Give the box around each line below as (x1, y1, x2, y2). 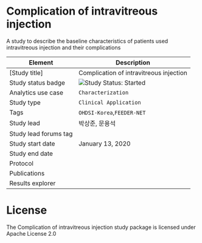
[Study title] (9, 68, 44, 77)
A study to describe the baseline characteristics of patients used (6, 37, 169, 44)
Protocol (9, 159, 33, 167)
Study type (9, 98, 41, 107)
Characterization (78, 89, 129, 96)
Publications (9, 169, 45, 177)
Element (29, 58, 54, 66)
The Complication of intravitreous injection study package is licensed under (6, 224, 196, 231)
